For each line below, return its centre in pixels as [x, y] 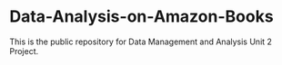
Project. [24, 51]
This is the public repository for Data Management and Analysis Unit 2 [141, 42]
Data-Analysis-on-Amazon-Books [142, 17]
